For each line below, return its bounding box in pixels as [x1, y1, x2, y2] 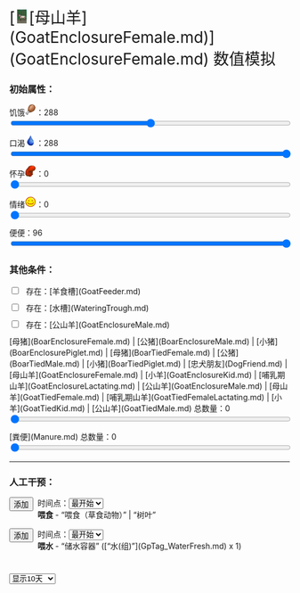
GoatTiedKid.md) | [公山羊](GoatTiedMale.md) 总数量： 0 [22, 402, 231, 414]
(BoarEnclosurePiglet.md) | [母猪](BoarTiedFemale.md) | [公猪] [9, 347, 239, 358]
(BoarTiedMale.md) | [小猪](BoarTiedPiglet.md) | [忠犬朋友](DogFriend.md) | [9, 358, 288, 369]
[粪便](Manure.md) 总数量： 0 [9, 431, 118, 441]
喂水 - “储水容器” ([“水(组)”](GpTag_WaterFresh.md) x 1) [36, 540, 242, 551]
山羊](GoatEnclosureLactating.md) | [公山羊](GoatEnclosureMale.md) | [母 [9, 380, 280, 391]
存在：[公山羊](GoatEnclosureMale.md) [26, 319, 171, 330]
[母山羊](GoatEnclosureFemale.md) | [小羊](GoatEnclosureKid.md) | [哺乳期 [9, 369, 286, 380]
